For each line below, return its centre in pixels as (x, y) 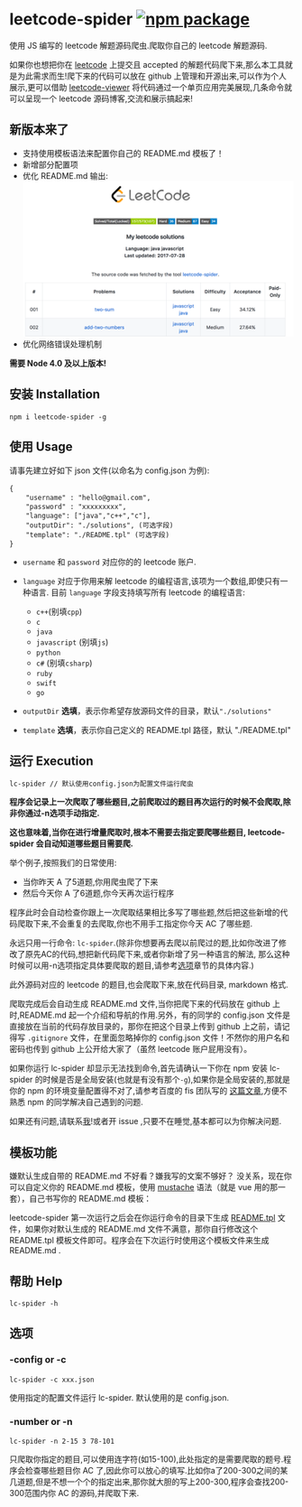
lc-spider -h (34, 1304)
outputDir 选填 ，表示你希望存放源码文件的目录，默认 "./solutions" (147, 711)
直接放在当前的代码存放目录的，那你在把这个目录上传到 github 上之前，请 (146, 1027)
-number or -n (41, 1421)
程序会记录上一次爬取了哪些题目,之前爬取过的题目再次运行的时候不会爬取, (146, 802)
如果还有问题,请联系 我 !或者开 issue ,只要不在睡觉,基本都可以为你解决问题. (146, 1121)
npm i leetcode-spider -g (58, 417)
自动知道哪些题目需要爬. (88, 843)
